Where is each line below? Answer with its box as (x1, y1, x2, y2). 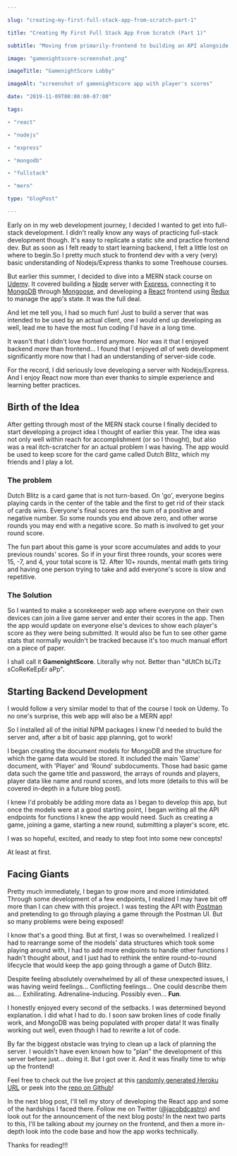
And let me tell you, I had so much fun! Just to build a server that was (7, 308, 209, 317)
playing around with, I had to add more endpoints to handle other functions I (7, 945, 229, 954)
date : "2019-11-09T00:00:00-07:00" (7, 93, 112, 100)
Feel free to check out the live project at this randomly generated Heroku (7, 1075, 219, 1084)
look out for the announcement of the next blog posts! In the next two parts (7, 1111, 226, 1121)
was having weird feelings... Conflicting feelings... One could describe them (7, 982, 227, 991)
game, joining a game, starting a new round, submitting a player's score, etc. (7, 821, 230, 829)
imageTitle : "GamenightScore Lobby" (7, 68, 115, 75)
